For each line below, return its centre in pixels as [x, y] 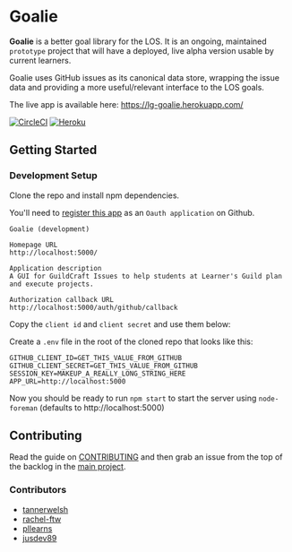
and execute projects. [52, 284]
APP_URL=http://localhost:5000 [68, 381]
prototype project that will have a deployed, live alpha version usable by [142, 50]
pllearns [37, 528]
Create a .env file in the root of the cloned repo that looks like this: [131, 341]
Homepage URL [34, 245]
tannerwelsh [45, 509]
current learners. [40, 60]
